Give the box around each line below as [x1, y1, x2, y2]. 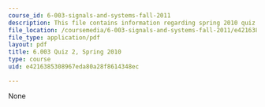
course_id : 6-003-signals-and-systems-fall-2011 [8, 11, 171, 20]
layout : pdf [8, 41, 47, 49]
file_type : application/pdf [8, 33, 101, 42]
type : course [8, 56, 51, 64]
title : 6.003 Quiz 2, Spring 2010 [8, 48, 122, 56]
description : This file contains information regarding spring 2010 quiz [8, 19, 256, 27]
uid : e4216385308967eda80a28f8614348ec [8, 63, 140, 71]
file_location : [8, 26, 58, 34]
